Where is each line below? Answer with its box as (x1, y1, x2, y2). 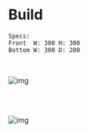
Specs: (8, 32, 30, 40)
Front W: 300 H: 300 (8, 38, 81, 47)
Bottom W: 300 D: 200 (8, 46, 81, 54)
